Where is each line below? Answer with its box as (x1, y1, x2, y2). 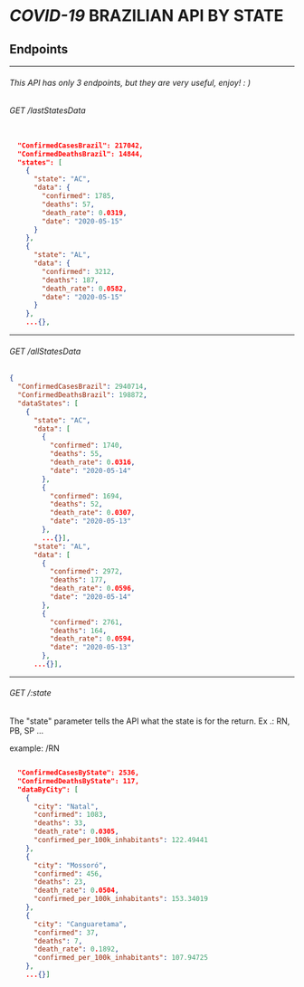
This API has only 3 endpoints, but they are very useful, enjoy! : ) (9, 77, 252, 88)
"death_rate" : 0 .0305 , (33, 827, 119, 837)
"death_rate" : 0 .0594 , (49, 634, 136, 643)
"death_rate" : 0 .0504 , (33, 886, 119, 896)
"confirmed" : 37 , (33, 928, 100, 937)
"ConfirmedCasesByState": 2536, (17, 768, 140, 778)
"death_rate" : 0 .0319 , (42, 208, 128, 217)
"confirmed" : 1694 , (49, 491, 124, 500)
